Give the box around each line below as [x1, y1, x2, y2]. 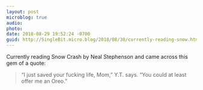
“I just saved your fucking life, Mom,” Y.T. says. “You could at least [21, 71, 187, 78]
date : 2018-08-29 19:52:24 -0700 [6, 31, 91, 37]
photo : [6, 25, 23, 32]
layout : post [6, 8, 39, 15]
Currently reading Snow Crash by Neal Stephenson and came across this [6, 53, 188, 60]
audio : [6, 20, 23, 26]
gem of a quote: [6, 59, 47, 67]
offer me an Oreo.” [21, 77, 68, 85]
